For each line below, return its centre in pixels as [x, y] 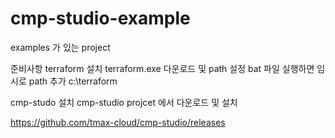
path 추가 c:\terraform [73, 81]
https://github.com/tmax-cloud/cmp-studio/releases [118, 122]
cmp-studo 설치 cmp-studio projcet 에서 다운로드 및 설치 [124, 102]
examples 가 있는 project [60, 47]
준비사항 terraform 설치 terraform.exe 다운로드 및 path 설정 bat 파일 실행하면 [162, 68]
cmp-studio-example [100, 18]
